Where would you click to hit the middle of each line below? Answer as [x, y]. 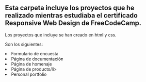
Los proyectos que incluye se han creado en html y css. [61, 35]
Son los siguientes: [24, 44]
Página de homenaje [32, 64]
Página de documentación [38, 59]
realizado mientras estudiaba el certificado [72, 16]
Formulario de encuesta [35, 53]
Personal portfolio [29, 74]
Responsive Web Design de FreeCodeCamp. [73, 23]
